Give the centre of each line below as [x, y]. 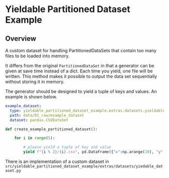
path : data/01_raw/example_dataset [47, 115]
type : [16, 111]
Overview [21, 38]
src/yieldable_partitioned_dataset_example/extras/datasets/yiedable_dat [84, 166]
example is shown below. [31, 97]
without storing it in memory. [35, 82]
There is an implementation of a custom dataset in [57, 161]
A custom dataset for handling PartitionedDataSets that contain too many [81, 51]
